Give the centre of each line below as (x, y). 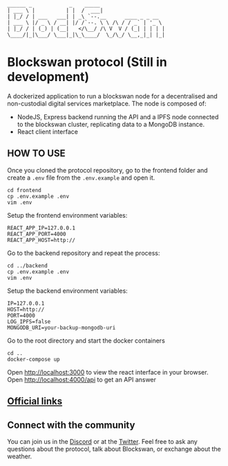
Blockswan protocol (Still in (87, 62)
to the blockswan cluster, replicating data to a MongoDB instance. (111, 124)
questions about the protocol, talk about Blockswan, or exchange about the (114, 449)
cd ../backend (28, 266)
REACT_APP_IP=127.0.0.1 (41, 228)
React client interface (47, 131)
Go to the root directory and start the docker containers (86, 340)
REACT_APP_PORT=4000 (37, 234)
